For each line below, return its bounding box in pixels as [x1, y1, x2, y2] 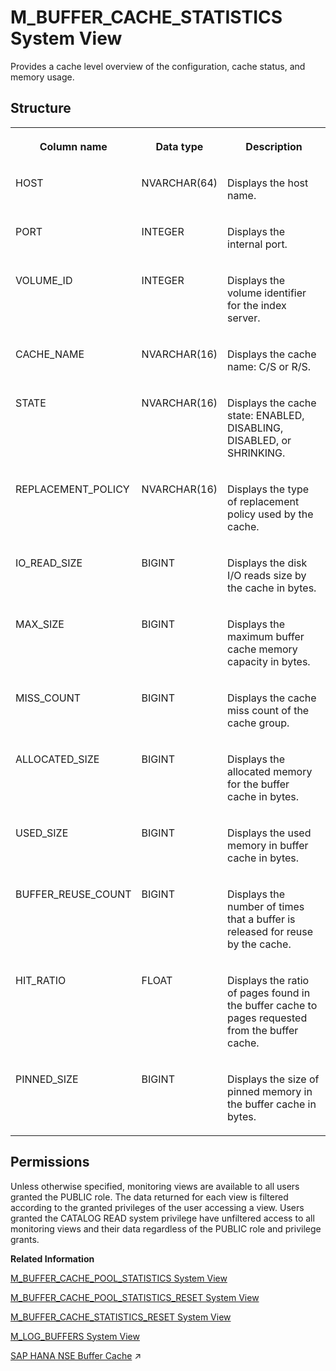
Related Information [10, 1252, 95, 1265]
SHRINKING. [227, 446, 286, 460]
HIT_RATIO [15, 973, 67, 987]
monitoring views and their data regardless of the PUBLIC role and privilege [10, 1222, 322, 1235]
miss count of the [227, 703, 310, 717]
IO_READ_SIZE [15, 556, 83, 570]
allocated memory [227, 764, 313, 778]
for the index [227, 298, 287, 312]
